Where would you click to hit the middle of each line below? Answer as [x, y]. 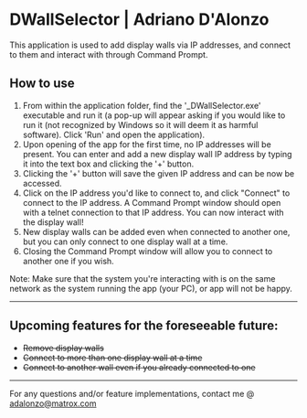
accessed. [42, 183]
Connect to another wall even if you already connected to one [139, 367]
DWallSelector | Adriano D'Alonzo [139, 20]
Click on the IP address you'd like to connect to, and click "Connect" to [156, 193]
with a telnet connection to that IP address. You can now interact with [153, 212]
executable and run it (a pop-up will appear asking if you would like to [154, 115]
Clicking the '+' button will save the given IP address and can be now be [159, 173]
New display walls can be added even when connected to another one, [156, 231]
